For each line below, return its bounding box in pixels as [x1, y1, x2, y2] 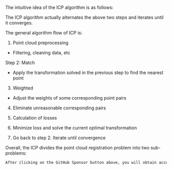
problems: [5, 150, 27, 156]
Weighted [12, 85, 33, 91]
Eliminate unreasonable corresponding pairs [12, 105, 106, 111]
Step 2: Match [5, 60, 35, 66]
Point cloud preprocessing [12, 40, 69, 46]
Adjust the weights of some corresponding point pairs [12, 95, 126, 101]
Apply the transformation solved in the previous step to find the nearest [12, 69, 164, 75]
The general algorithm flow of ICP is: [5, 30, 83, 35]
